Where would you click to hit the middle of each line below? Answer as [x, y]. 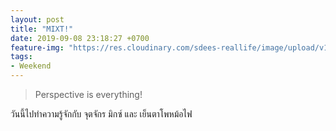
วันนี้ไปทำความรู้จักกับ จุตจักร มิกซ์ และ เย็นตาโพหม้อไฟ [101, 114]
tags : [21, 57]
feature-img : [37, 47]
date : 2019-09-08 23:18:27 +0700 [80, 38]
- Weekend [31, 66]
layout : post [37, 19]
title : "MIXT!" [42, 29]
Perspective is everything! [88, 94]
